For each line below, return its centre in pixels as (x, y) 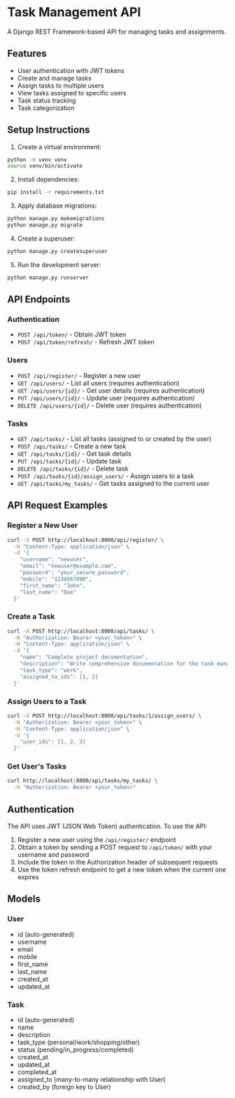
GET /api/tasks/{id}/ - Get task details (74, 454)
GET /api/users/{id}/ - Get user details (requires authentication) (111, 391)
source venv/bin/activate (45, 166)
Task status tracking (47, 100)
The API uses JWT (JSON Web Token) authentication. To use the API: (107, 826)
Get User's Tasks (37, 766)
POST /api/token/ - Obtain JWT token (72, 334)
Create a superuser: (46, 238)
